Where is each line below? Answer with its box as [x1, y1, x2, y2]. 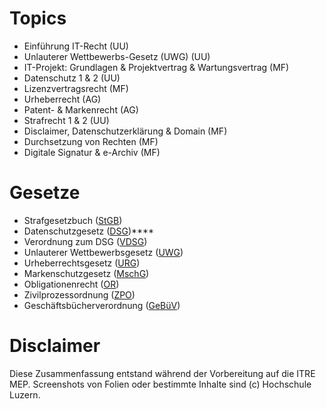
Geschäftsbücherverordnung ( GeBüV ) [23, 299, 181, 311]
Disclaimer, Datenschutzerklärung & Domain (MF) [23, 125, 228, 137]
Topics [9, 7, 67, 30]
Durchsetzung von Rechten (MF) [23, 135, 159, 147]
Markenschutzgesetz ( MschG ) [23, 267, 150, 279]
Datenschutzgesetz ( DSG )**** [23, 225, 155, 237]
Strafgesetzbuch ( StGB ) [23, 214, 123, 226]
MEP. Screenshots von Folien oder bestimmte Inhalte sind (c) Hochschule [9, 378, 312, 390]
